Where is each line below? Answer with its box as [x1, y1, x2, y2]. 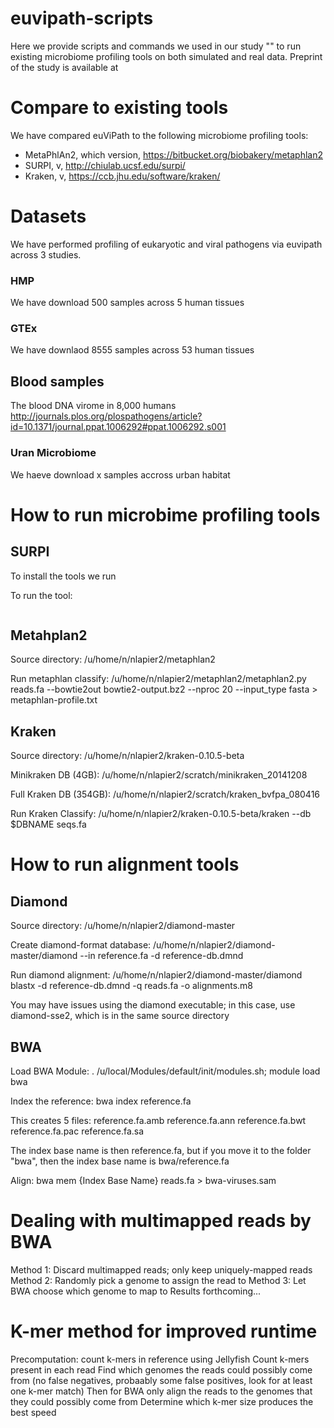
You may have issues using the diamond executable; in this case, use [10, 999, 296, 1011]
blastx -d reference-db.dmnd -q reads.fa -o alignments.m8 [10, 980, 253, 992]
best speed [10, 1406, 57, 1418]
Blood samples [10, 373, 105, 390]
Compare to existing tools [10, 97, 229, 119]
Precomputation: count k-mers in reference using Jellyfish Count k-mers [10, 1353, 310, 1365]
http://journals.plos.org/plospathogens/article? [10, 410, 203, 422]
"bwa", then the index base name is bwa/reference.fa [10, 1155, 230, 1167]
